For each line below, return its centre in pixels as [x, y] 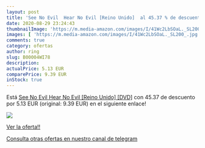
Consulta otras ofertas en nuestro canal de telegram [72, 139]
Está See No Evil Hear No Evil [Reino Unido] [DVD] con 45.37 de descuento [101, 97]
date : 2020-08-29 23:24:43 [41, 23]
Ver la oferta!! [23, 127]
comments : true [26, 40]
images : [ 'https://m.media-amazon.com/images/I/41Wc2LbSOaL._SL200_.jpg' [103, 35]
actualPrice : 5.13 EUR [35, 69]
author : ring [23, 52]
